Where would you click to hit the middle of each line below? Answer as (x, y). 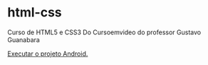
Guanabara (24, 39)
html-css (35, 12)
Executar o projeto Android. (48, 54)
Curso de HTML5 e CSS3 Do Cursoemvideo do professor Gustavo (104, 32)
